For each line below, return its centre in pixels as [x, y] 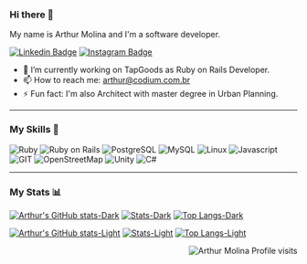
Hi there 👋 [32, 15]
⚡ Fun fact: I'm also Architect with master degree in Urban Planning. [150, 94]
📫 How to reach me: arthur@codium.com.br [106, 80]
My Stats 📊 [36, 192]
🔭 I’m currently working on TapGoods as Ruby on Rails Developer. [146, 70]
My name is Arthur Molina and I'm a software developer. [115, 35]
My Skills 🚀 [34, 130]
